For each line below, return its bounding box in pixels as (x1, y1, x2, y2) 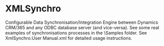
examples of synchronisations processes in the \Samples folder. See (5, 30, 147, 36)
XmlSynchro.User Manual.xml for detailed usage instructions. (5, 35, 132, 41)
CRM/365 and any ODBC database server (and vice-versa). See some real (5, 24, 159, 30)
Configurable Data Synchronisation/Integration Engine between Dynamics (5, 19, 158, 25)
